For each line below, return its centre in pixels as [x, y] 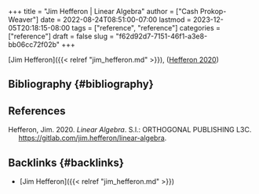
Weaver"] [24, 20]
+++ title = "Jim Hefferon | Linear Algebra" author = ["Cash [103, 11]
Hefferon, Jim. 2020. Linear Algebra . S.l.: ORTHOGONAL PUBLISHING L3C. [130, 130]
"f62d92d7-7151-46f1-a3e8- [162, 36]
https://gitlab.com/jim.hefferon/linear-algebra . [93, 138]
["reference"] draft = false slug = [61, 36]
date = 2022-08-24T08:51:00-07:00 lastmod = [116, 20]
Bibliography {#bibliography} [81, 84]
